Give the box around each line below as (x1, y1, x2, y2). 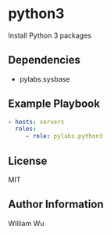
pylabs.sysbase (19, 74, 70, 83)
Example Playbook (8, 97, 100, 111)
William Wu (8, 218, 45, 228)
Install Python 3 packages (8, 31, 91, 40)
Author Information (8, 198, 104, 211)
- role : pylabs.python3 (25, 133, 103, 141)
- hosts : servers (8, 118, 65, 126)
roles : (15, 125, 37, 133)
